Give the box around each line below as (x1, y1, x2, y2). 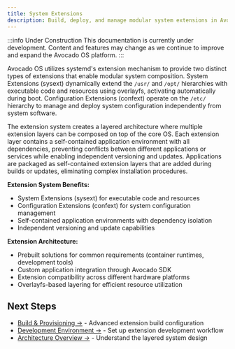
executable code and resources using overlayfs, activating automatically (7, 87, 216, 95)
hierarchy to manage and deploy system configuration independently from (7, 101, 222, 110)
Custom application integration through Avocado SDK (17, 265, 172, 274)
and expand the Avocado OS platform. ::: (7, 50, 124, 59)
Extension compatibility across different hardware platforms (17, 273, 190, 281)
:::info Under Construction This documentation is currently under (7, 36, 194, 44)
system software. (7, 109, 57, 117)
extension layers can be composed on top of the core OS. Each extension (7, 130, 220, 138)
